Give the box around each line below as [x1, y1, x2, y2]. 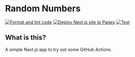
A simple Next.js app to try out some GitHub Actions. [5, 46, 112, 52]
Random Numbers [5, 3, 81, 14]
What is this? [5, 33, 46, 42]
